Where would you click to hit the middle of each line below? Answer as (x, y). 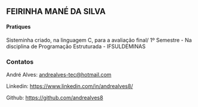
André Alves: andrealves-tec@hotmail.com (59, 74)
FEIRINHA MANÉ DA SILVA (56, 12)
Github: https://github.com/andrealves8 (55, 97)
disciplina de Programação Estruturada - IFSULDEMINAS (76, 46)
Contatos (20, 62)
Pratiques (18, 26)
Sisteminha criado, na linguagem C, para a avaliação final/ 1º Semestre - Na (99, 40)
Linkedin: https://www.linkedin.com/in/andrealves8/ (69, 86)
